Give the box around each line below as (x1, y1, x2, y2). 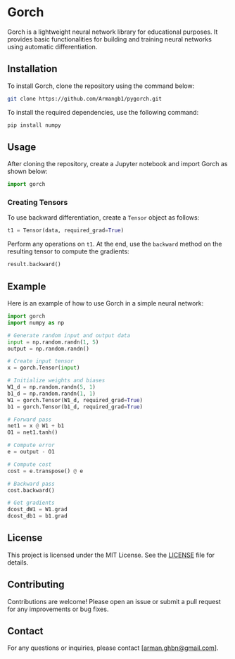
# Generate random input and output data (7, 332, 131, 339)
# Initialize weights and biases (7, 377, 106, 384)
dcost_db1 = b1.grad (7, 513, 68, 520)
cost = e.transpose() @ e (7, 467, 83, 475)
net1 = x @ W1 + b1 (7, 422, 65, 429)
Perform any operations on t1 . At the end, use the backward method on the (7, 240, 222, 249)
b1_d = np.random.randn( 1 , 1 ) (7, 390, 96, 397)
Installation (7, 63, 58, 75)
